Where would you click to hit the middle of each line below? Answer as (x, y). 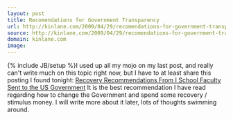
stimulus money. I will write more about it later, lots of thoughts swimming (112, 102)
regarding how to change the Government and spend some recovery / (107, 95)
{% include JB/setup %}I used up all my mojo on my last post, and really (110, 65)
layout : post (26, 13)
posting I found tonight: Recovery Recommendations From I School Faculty (114, 80)
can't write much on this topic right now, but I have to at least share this (109, 73)
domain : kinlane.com (37, 39)
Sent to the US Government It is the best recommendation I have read (106, 88)
